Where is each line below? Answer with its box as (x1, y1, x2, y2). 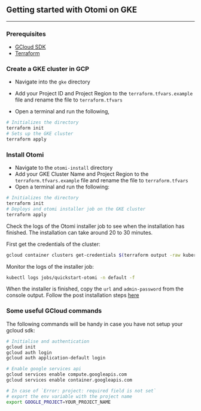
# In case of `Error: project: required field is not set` (6, 388, 157, 394)
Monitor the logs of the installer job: (6, 263, 94, 270)
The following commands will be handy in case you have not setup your (6, 320, 183, 328)
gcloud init (6, 344, 36, 350)
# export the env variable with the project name (6, 393, 133, 400)
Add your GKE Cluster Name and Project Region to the (14, 170, 149, 178)
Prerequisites (6, 29, 46, 38)
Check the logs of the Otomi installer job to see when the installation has (6, 222, 185, 230)
